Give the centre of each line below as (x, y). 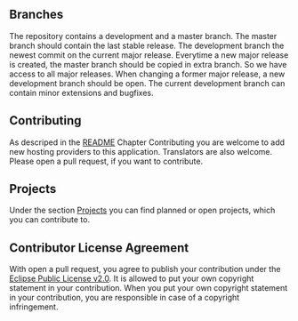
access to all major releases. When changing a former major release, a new (147, 74)
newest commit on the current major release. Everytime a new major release (149, 55)
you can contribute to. (50, 220)
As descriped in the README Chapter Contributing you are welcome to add (147, 142)
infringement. (34, 307)
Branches (36, 15)
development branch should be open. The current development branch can (147, 83)
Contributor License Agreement (99, 248)
